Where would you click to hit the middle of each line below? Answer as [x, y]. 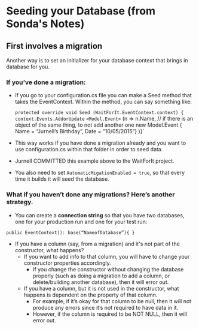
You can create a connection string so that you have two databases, [99, 215]
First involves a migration [54, 46]
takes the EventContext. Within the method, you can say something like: [103, 102]
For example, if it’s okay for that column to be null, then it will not [112, 301]
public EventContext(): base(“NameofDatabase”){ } [71, 232]
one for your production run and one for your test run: [81, 222]
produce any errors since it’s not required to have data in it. [105, 307]
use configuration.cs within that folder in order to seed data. [89, 149]
